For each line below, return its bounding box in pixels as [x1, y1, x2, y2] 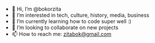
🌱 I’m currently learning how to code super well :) [11, 18, 131, 24]
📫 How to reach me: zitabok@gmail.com [11, 31, 112, 37]
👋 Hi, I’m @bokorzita [11, 6, 62, 12]
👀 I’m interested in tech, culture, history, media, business [11, 12, 150, 19]
